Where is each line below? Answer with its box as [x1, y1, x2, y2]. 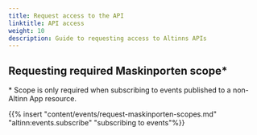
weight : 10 [8, 27, 45, 35]
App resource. [29, 94, 77, 104]
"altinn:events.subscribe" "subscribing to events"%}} [8, 118, 185, 128]
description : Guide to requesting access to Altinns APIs [8, 34, 207, 43]
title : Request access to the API [8, 11, 125, 20]
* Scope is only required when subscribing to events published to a [8, 85, 231, 95]
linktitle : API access [8, 19, 85, 27]
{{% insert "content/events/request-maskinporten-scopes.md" [8, 109, 218, 119]
